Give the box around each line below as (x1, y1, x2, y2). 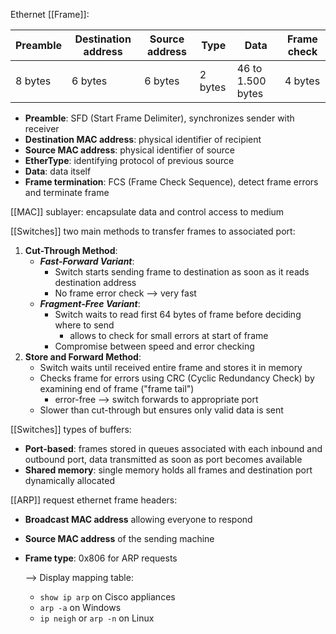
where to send (54, 319, 115, 331)
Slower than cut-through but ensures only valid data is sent (39, 404, 284, 416)
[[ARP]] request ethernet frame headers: (10, 494, 178, 506)
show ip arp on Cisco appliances (39, 591, 176, 603)
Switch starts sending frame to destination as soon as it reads (54, 266, 310, 278)
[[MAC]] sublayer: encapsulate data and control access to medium (10, 206, 285, 218)
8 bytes (15, 74, 52, 88)
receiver (24, 123, 60, 134)
